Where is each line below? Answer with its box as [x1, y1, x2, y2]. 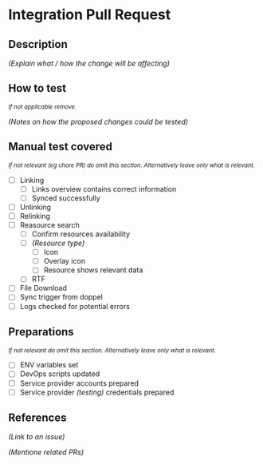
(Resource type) [31, 238, 85, 248]
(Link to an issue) [8, 432, 65, 442]
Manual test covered [8, 140, 113, 153]
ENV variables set [19, 360, 79, 370]
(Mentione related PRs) [8, 447, 84, 457]
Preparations [8, 325, 74, 339]
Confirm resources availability [31, 229, 130, 239]
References [8, 411, 67, 425]
